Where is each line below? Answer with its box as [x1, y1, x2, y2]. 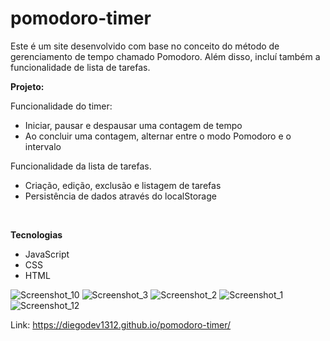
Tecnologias [10, 228, 63, 241]
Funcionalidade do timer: [10, 100, 113, 112]
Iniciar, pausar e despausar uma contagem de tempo [24, 119, 243, 131]
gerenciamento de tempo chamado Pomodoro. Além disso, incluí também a [10, 50, 321, 62]
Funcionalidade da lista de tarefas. [10, 160, 152, 172]
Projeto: [10, 80, 45, 92]
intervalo [24, 140, 62, 152]
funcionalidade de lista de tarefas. [10, 61, 151, 73]
